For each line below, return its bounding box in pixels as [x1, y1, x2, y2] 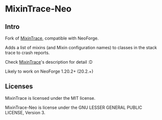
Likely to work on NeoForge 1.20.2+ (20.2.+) [5, 68, 94, 74]
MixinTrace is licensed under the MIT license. [5, 95, 96, 101]
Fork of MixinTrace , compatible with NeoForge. [5, 35, 99, 41]
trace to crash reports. [5, 50, 50, 55]
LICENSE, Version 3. [5, 109, 46, 115]
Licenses [5, 82, 33, 91]
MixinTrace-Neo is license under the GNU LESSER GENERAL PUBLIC [5, 105, 143, 110]
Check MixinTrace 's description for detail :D [5, 59, 93, 65]
